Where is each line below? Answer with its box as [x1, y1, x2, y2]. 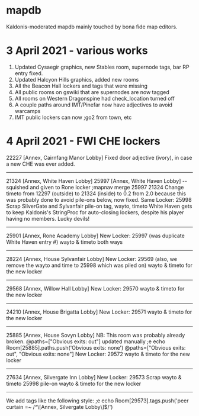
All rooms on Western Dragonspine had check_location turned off [14, 95, 175, 102]
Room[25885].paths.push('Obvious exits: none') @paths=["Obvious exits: [6, 344, 186, 351]
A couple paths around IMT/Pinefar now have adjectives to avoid [14, 101, 173, 108]
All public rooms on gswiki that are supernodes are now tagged [14, 88, 170, 95]
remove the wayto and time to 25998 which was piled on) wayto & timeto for [6, 262, 193, 269]
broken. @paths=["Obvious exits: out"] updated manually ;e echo [6, 338, 166, 345]
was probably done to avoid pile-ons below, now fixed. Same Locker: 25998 [6, 196, 192, 203]
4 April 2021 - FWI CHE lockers [6, 134, 161, 148]
